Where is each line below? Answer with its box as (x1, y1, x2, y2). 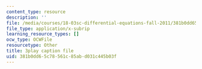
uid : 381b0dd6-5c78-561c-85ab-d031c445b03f (6, 53, 117, 59)
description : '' (6, 14, 47, 20)
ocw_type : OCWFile (6, 37, 52, 43)
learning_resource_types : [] (6, 31, 79, 37)
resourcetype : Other (6, 43, 58, 49)
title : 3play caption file (6, 48, 74, 54)
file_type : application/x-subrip (6, 25, 90, 32)
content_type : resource (6, 8, 66, 15)
